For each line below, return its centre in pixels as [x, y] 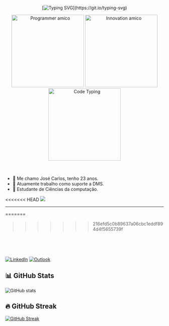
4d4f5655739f [108, 229]
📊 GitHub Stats [30, 276]
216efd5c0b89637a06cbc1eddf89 [128, 224]
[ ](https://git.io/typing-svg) [84, 8]
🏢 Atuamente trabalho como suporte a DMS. [58, 184]
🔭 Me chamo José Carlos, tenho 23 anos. [55, 178]
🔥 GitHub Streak [31, 307]
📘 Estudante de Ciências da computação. [55, 189]
